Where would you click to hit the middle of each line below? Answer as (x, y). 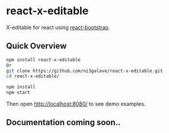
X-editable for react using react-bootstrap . (58, 27)
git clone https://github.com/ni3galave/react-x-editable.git (84, 71)
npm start (18, 93)
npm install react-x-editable (44, 60)
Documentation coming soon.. (63, 123)
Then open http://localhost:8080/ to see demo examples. (76, 104)
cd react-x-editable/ (33, 76)
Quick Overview (36, 46)
